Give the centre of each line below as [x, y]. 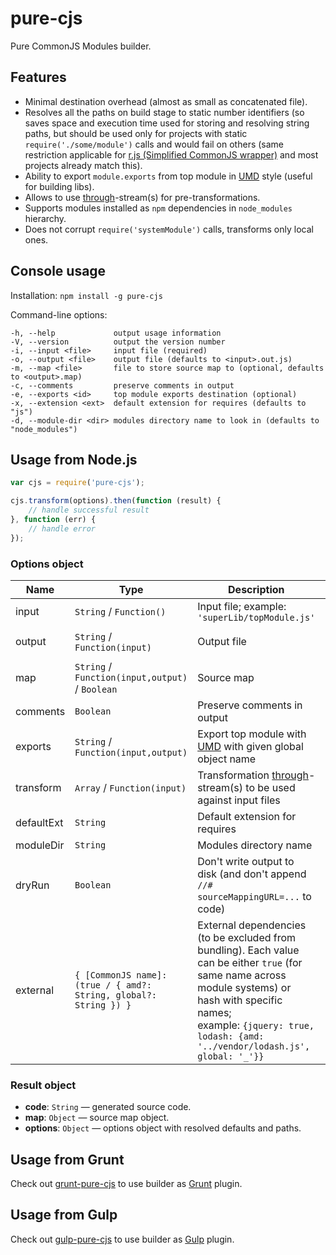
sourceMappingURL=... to [254, 896]
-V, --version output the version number [118, 342]
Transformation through [253, 775]
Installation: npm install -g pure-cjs [86, 295]
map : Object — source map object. [97, 1118]
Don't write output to [246, 861]
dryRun [32, 885]
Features [38, 77]
